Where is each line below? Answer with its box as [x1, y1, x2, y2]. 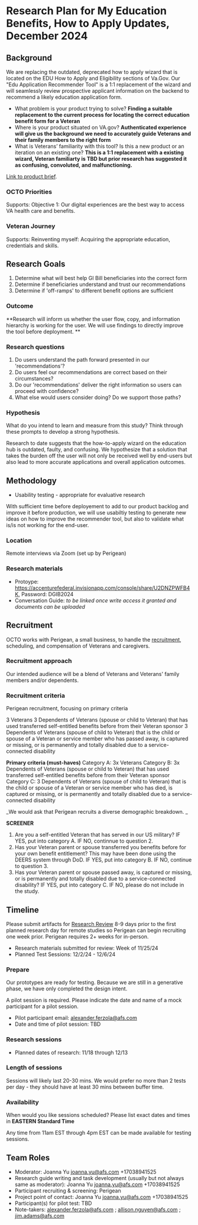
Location [6, 537, 33, 545]
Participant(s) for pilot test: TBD [14, 1200, 92, 1207]
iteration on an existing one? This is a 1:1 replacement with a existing [14, 149, 184, 156]
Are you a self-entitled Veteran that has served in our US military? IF [14, 831, 181, 839]
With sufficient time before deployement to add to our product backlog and [6, 503, 189, 510]
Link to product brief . [6, 173, 57, 180]
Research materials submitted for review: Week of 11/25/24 [14, 944, 158, 951]
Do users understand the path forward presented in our [14, 356, 150, 363]
